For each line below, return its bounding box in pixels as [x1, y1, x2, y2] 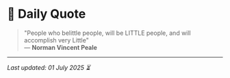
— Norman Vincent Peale [23, 43, 98, 51]
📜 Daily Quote [7, 6, 86, 22]
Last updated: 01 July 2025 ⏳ [7, 63, 90, 71]
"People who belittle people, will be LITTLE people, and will [23, 29, 192, 37]
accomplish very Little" [23, 36, 89, 44]
